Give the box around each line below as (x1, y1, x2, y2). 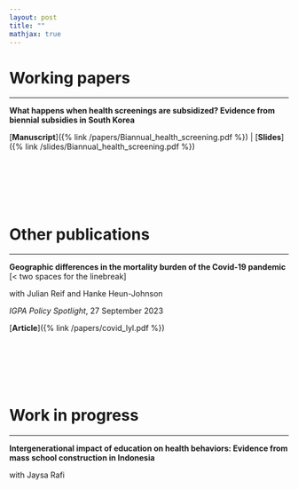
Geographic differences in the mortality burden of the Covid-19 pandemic (9, 262, 286, 272)
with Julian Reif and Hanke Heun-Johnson (9, 288, 163, 299)
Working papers (9, 67, 130, 88)
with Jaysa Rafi (9, 469, 65, 480)
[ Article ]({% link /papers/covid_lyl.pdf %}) (9, 323, 166, 334)
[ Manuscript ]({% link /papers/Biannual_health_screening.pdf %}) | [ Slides (9, 132, 282, 143)
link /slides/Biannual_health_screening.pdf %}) (25, 141, 195, 152)
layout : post (9, 12, 58, 22)
